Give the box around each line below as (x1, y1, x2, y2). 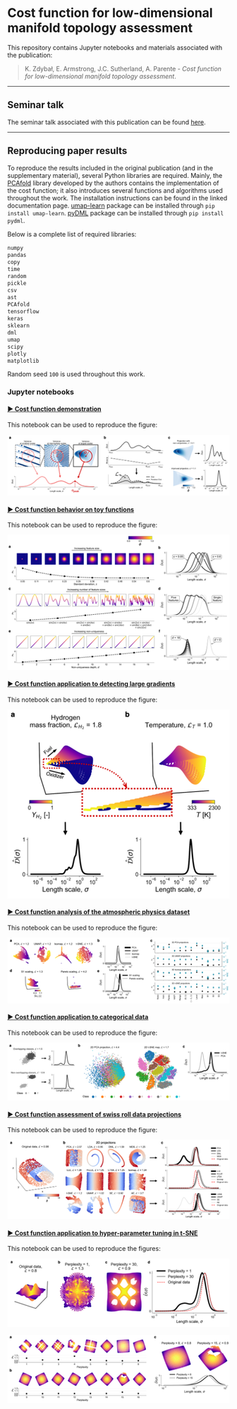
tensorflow (7, 308, 39, 315)
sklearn (7, 322, 30, 329)
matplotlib (7, 357, 39, 364)
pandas (7, 251, 27, 258)
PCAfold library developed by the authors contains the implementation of (7, 179, 219, 187)
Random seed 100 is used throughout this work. (7, 369, 145, 378)
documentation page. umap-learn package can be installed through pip (7, 201, 215, 210)
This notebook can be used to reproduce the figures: (7, 1245, 161, 1253)
